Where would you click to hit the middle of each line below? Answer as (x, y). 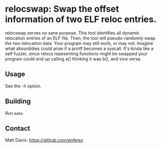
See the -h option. (23, 86)
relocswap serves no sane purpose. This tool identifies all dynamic (72, 33)
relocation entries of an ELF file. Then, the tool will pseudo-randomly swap (80, 38)
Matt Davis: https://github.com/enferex (44, 140)
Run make (14, 113)
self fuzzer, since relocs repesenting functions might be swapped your (76, 53)
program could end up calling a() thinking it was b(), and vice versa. (73, 59)
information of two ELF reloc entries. (81, 19)
